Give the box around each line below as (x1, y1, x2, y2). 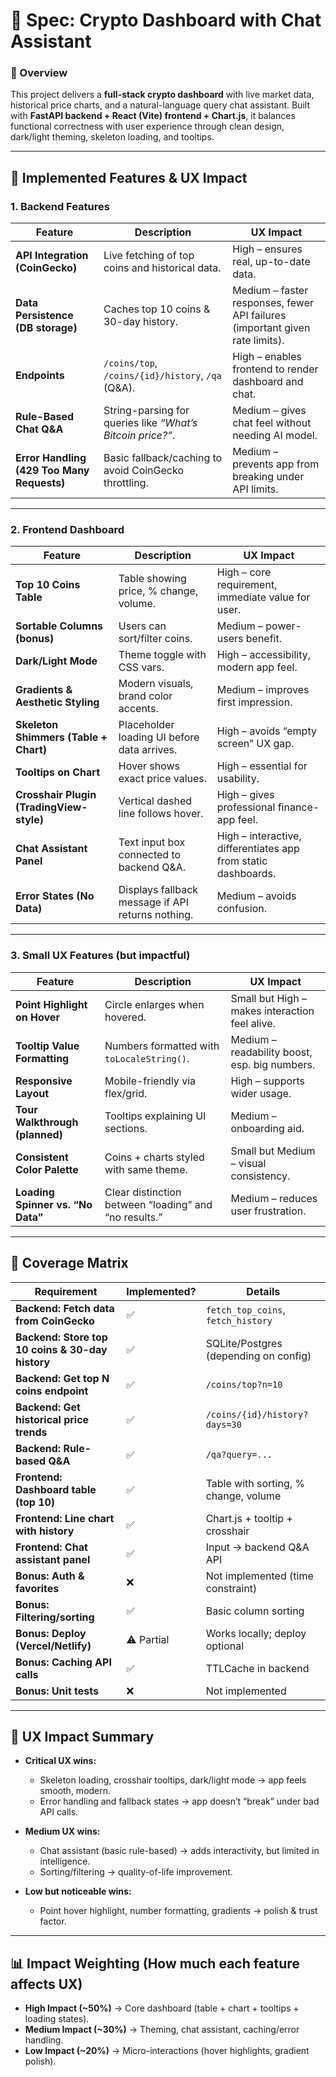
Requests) (15, 476, 66, 490)
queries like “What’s (103, 416, 198, 430)
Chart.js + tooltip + (205, 1511, 293, 1525)
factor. (39, 1915, 67, 1928)
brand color (118, 689, 173, 703)
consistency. (230, 1169, 291, 1183)
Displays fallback (118, 883, 199, 897)
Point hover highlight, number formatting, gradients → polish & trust (39, 1905, 318, 1917)
